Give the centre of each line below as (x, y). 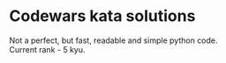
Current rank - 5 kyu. (47, 49)
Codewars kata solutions (102, 16)
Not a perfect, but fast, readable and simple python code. (113, 40)
